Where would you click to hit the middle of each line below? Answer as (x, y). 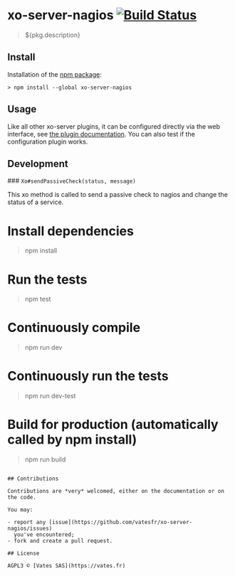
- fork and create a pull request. (60, 541)
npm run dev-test (50, 396)
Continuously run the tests (88, 376)
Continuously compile (74, 328)
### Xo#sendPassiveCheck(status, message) (72, 181)
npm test (38, 299)
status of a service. (36, 202)
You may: (20, 510)
